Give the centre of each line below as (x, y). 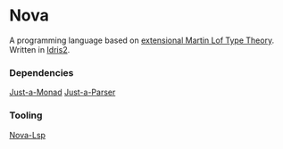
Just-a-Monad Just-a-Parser (62, 92)
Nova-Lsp (28, 135)
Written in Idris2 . (40, 49)
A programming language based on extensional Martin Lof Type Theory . (142, 40)
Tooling (26, 115)
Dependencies (42, 72)
